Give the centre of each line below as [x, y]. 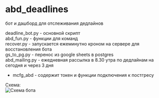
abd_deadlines [37, 9]
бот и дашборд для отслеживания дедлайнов [54, 23]
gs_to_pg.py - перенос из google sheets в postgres [59, 55]
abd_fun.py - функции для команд [42, 38]
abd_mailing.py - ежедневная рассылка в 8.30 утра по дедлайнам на [79, 60]
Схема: [13, 85]
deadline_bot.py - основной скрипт [43, 33]
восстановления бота [29, 49]
